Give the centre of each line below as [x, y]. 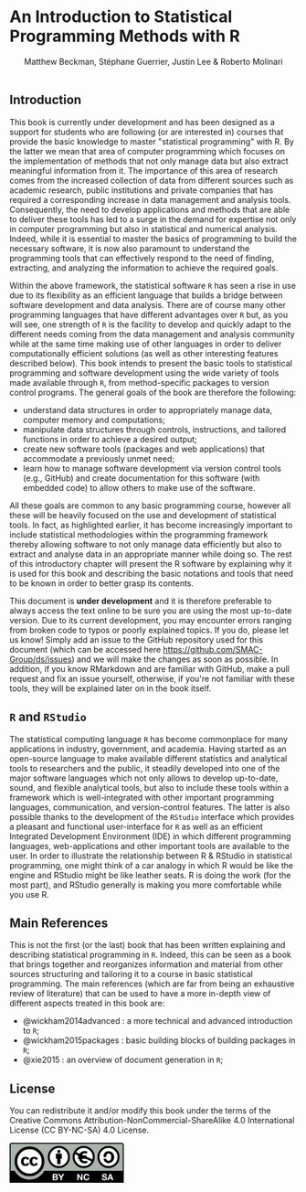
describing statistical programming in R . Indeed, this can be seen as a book [151, 955]
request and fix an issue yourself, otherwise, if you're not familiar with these [152, 678]
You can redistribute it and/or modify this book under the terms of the [140, 1111]
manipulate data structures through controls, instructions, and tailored [154, 429]
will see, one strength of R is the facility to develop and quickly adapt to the [151, 324]
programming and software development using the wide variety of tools [144, 373]
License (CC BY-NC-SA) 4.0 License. [79, 1130]
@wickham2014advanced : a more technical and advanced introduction [158, 1021]
